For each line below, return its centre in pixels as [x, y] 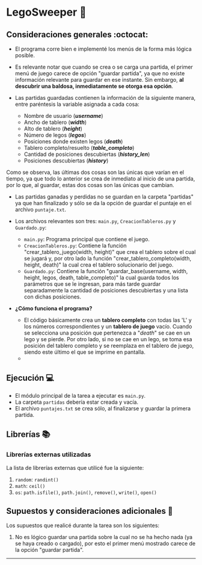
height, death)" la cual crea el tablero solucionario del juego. [99, 265]
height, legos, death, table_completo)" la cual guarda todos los [101, 277]
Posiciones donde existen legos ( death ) [73, 141]
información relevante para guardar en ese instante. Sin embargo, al [99, 80]
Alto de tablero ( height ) [53, 128]
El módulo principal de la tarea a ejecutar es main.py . [80, 395]
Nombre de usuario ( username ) [63, 116]
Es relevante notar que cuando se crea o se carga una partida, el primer [104, 67]
